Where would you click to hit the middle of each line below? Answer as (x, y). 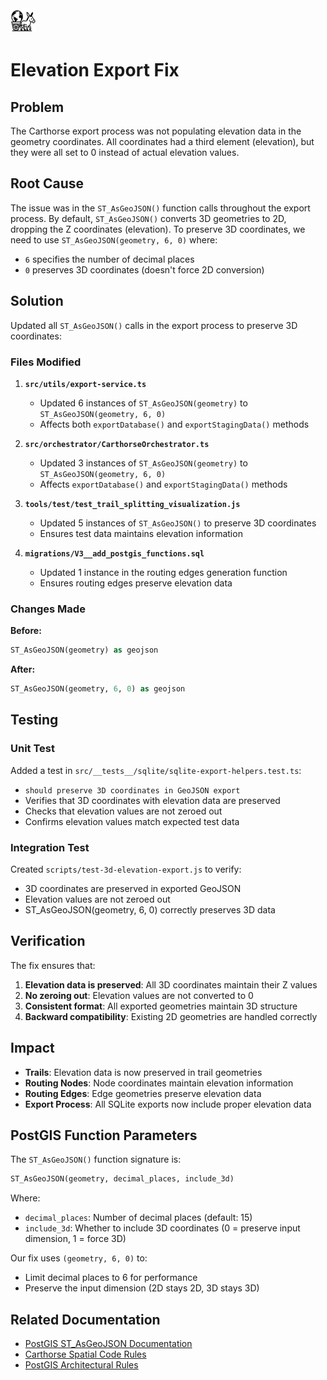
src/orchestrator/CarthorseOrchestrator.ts (117, 444)
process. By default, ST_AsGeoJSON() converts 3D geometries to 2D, (148, 218)
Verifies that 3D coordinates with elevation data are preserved (152, 800)
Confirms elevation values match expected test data (132, 821)
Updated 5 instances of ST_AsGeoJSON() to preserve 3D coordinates (178, 523)
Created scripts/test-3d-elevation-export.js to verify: (126, 869)
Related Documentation (85, 1319)
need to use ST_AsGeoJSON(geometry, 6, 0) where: (114, 239)
